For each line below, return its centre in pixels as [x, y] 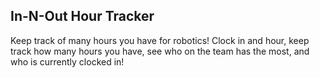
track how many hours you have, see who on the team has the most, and [160, 51]
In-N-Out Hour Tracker [82, 16]
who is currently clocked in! [67, 61]
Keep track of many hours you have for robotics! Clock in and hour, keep [160, 40]
